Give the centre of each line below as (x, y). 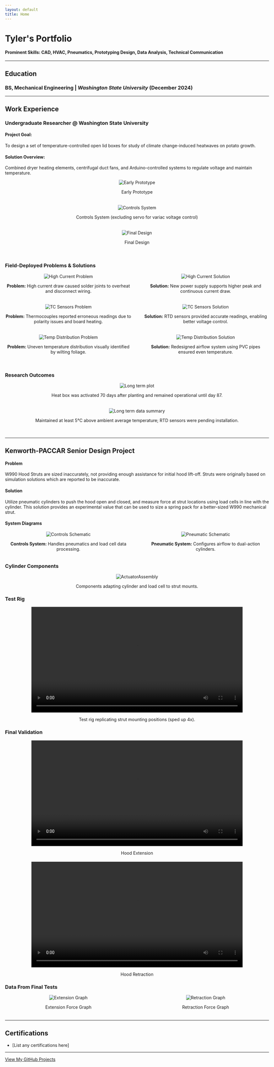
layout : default (22, 10)
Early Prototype (137, 192)
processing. (68, 549)
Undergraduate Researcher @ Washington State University (77, 123)
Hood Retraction (137, 974)
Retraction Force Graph (206, 1007)
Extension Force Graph (68, 1007)
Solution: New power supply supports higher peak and (206, 286)
